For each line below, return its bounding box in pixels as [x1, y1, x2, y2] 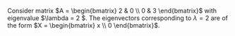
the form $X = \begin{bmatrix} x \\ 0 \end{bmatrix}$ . [7, 21, 160, 29]
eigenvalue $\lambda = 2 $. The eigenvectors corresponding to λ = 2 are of [7, 14, 228, 22]
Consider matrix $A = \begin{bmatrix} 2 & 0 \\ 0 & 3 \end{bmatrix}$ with [7, 7, 217, 15]
